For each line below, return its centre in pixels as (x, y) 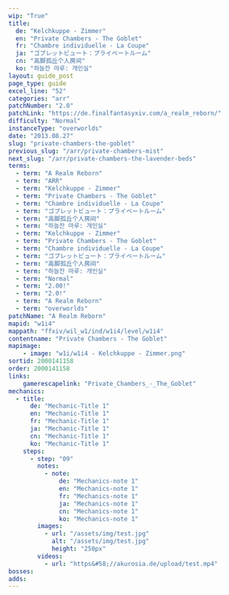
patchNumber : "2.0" (41, 106)
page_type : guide (37, 83)
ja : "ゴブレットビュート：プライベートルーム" (83, 53)
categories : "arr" (39, 98)
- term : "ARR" (39, 181)
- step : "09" (52, 459)
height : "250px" (79, 549)
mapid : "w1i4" (32, 324)
